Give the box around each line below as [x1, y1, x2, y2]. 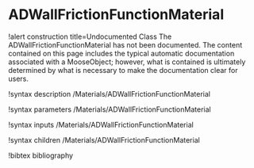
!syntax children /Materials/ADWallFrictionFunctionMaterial [8, 135, 200, 144]
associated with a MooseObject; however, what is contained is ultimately [8, 57, 246, 67]
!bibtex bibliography [8, 151, 74, 160]
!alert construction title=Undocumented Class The [8, 32, 172, 41]
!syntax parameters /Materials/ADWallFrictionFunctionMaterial [8, 105, 212, 114]
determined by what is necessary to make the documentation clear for [8, 65, 238, 74]
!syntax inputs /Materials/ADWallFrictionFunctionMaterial [8, 120, 194, 129]
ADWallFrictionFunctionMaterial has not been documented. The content [8, 40, 243, 49]
